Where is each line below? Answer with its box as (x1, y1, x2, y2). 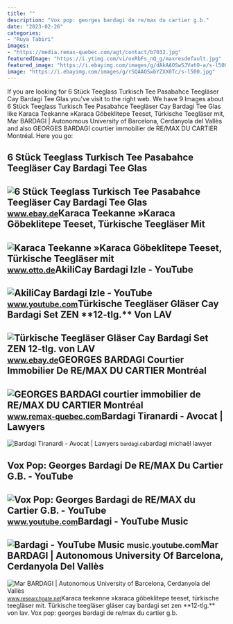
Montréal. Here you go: (7, 131, 74, 139)
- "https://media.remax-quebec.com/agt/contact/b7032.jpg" (7, 49, 182, 56)
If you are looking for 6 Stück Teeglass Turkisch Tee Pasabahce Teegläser (7, 87, 219, 96)
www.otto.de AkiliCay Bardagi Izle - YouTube (7, 263, 193, 275)
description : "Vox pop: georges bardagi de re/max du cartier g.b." (7, 17, 209, 24)
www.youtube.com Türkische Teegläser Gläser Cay (7, 298, 219, 310)
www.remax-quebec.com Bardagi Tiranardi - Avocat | (7, 410, 223, 422)
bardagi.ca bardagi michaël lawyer (120, 440, 213, 448)
